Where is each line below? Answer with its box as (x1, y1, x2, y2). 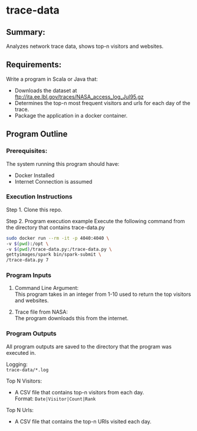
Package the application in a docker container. (14, 112, 128, 119)
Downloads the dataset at (14, 87, 77, 94)
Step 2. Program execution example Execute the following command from (6, 217, 185, 224)
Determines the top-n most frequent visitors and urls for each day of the (14, 99, 191, 106)
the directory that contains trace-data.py (6, 224, 105, 231)
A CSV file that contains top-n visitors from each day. (14, 388, 145, 396)
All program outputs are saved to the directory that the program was (6, 343, 172, 350)
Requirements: (6, 60, 62, 70)
